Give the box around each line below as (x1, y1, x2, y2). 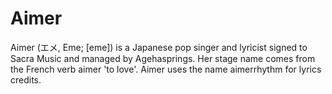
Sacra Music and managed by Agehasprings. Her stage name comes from (10, 52, 316, 64)
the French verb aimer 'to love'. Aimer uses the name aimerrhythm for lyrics (10, 63, 322, 75)
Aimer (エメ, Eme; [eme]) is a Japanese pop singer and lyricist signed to (10, 41, 308, 53)
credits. (10, 73, 42, 86)
